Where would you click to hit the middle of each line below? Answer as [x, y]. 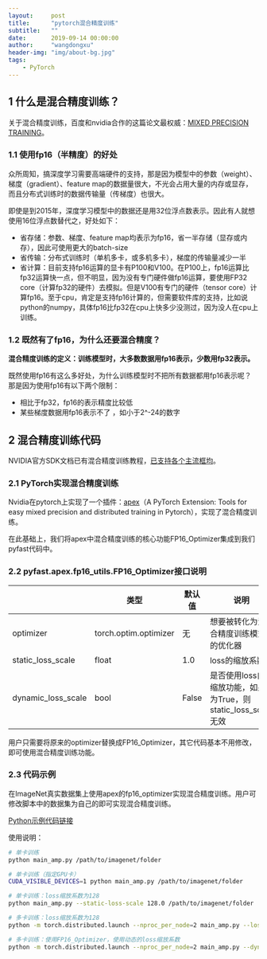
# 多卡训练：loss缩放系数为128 [54, 918]
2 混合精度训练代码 [55, 440]
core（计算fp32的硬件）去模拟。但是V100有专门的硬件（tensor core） [135, 287]
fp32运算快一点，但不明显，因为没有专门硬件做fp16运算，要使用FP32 [133, 277]
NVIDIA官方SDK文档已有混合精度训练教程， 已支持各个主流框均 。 [114, 460]
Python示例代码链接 [41, 820]
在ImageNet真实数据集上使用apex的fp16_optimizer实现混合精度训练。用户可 [132, 793]
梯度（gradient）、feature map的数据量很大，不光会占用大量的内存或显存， [130, 183]
